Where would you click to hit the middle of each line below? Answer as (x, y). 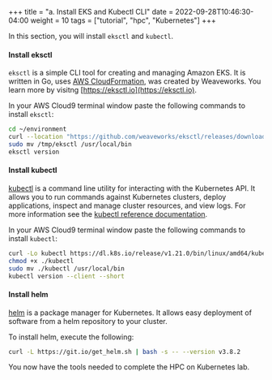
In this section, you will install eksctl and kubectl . (91, 36)
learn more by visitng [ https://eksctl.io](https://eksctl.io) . (102, 90)
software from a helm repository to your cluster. (88, 321)
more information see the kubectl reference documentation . (108, 214)
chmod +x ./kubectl (41, 261)
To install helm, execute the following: (71, 337)
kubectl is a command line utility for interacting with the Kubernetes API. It (132, 188)
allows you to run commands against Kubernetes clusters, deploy (117, 196)
